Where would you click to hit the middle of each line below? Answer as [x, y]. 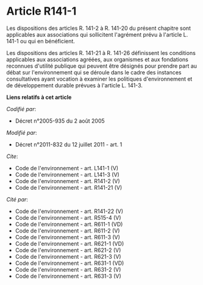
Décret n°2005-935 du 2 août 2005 [60, 121]
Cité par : [17, 199]
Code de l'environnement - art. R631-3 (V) [68, 276]
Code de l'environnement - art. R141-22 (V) [69, 211]
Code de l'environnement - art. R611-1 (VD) [69, 224]
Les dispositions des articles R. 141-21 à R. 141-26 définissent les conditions [101, 52]
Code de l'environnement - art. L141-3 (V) [67, 175]
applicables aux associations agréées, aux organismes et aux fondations [98, 59]
